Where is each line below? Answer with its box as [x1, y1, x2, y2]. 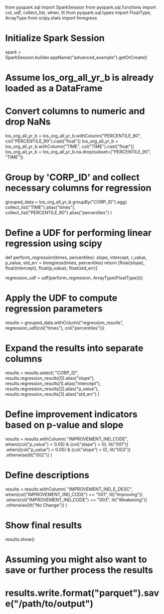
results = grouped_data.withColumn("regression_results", [5, 320, 124, 326]
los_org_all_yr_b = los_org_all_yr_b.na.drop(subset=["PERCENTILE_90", [5, 149, 151, 155]
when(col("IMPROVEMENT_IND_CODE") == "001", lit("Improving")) [5, 491, 143, 497]
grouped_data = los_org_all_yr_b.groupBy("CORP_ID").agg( [5, 199, 127, 205]
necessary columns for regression [5, 183, 151, 194]
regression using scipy [5, 238, 102, 249]
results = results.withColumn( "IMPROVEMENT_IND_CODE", [5, 436, 128, 442]
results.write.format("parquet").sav [5, 587, 159, 598]
